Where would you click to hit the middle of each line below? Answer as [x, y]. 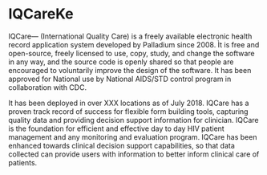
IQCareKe [41, 14]
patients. [23, 162]
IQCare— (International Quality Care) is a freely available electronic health [130, 36]
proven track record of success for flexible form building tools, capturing [128, 111]
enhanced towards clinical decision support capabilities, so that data [121, 145]
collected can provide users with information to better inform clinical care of [134, 154]
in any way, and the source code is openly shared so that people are [121, 62]
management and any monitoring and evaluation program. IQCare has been [133, 136]
